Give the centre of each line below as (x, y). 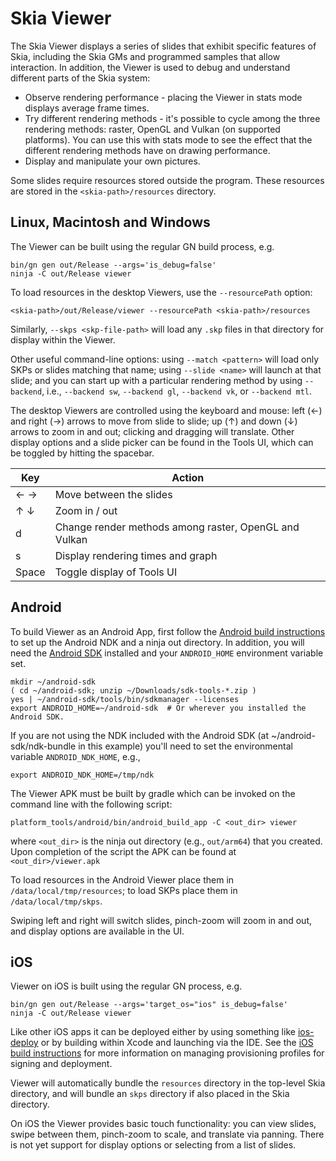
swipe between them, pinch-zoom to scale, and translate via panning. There (167, 1134)
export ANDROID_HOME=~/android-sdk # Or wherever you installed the (158, 708)
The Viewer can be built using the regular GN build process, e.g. (142, 246)
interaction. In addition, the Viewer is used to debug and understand (150, 67)
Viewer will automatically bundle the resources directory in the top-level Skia (168, 1083)
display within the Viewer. (63, 339)
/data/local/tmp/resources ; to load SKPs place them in (124, 890)
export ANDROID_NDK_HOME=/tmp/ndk (82, 775)
